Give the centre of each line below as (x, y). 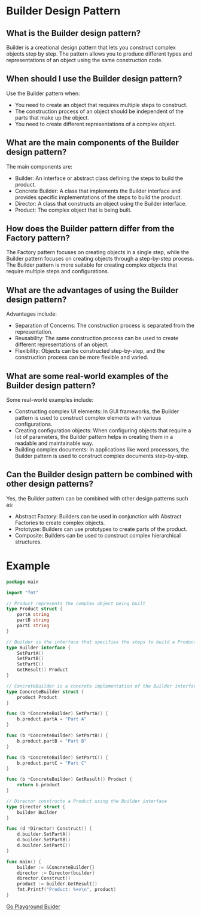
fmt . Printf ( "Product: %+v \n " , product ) (67, 890)
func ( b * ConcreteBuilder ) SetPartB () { (57, 736)
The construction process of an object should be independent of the (99, 111)
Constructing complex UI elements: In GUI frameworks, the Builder (97, 411)
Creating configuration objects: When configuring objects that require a (103, 430)
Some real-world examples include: (50, 400)
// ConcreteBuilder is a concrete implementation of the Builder (89, 686)
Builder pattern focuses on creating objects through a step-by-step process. (100, 259)
